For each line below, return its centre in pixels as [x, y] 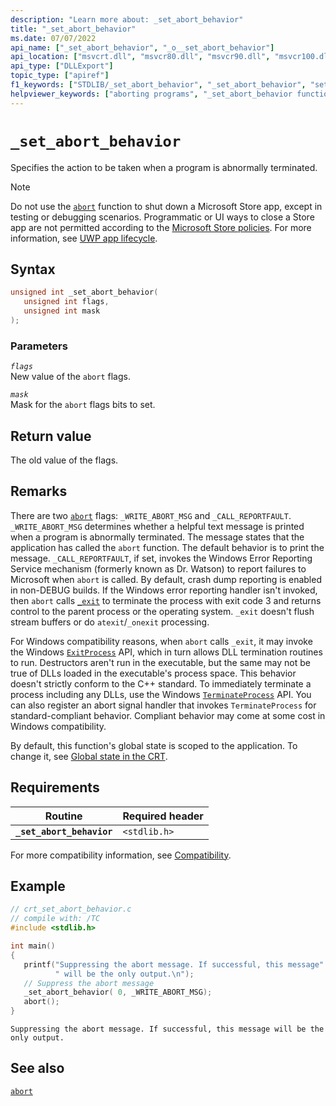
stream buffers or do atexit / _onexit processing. [110, 622]
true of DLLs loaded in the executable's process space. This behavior [153, 673]
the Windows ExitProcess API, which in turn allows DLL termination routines [166, 652]
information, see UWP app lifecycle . [84, 238]
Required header [163, 816]
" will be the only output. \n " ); [124, 974]
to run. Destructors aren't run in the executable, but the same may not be [160, 662]
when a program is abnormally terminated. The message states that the [157, 537]
